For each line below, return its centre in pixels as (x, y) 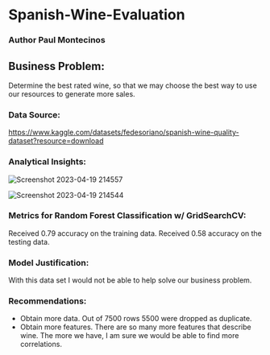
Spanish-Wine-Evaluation (97, 15)
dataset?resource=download (56, 141)
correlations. (41, 345)
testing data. (29, 241)
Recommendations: (48, 301)
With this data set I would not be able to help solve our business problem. (130, 280)
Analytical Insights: (48, 162)
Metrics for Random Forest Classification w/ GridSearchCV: (127, 216)
